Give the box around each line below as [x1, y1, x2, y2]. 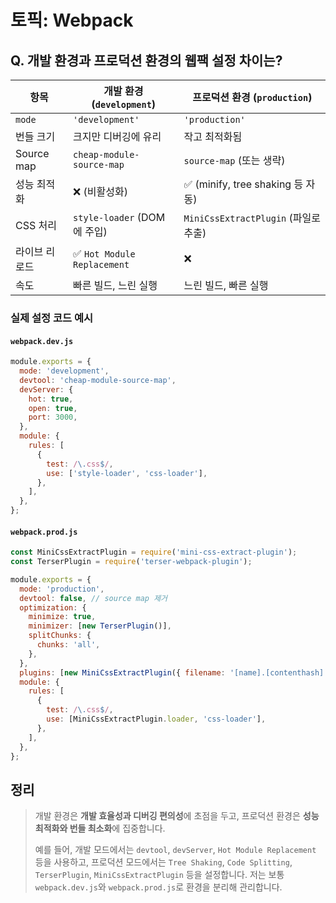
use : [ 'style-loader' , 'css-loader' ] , [46, 468, 208, 478]
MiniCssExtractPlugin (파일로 [183, 211, 321, 225]
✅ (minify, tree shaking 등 [183, 177, 304, 191]
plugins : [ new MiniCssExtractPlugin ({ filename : [19, 667, 226, 678]
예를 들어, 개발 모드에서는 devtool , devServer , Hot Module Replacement [34, 844, 317, 856]
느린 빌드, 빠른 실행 [183, 279, 269, 292]
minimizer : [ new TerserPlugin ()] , [28, 621, 172, 631]
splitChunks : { [28, 631, 92, 641]
